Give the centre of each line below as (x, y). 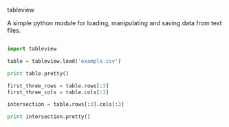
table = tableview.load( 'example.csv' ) (64, 61)
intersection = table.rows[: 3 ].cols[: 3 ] (66, 104)
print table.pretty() (38, 73)
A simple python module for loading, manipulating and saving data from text (115, 23)
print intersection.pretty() (49, 117)
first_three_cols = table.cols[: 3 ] (58, 92)
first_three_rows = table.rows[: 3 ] (58, 86)
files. (14, 30)
